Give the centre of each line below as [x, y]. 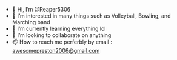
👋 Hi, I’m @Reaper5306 [41, 9]
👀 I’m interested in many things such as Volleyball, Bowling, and [91, 16]
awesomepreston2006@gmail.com [56, 51]
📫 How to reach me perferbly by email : [62, 42]
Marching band [31, 22]
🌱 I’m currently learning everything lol [59, 28]
